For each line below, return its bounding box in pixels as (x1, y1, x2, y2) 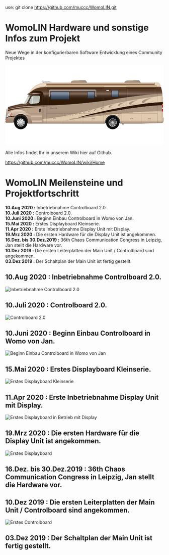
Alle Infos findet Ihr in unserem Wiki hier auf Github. (5, 149, 112, 156)
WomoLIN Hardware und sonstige (5, 22, 149, 33)
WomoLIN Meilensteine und (5, 177, 123, 189)
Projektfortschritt (5, 188, 79, 199)
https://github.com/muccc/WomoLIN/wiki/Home (5, 159, 105, 165)
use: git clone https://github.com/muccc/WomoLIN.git (5, 5, 117, 10)
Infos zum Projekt (5, 33, 80, 44)
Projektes (5, 55, 25, 61)
